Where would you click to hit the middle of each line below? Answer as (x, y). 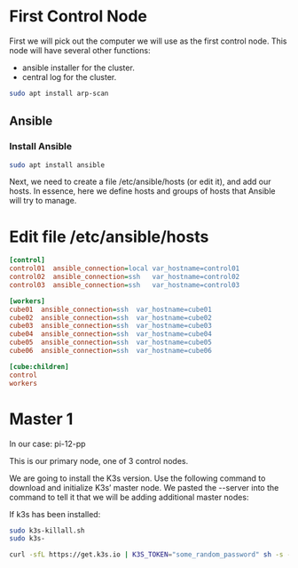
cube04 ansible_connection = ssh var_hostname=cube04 (111, 334)
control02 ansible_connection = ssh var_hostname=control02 (125, 277)
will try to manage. (43, 201)
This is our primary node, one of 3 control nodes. (99, 460)
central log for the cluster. (69, 76)
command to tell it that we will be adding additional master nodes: (129, 497)
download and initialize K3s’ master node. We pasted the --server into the (144, 487)
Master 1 (41, 419)
